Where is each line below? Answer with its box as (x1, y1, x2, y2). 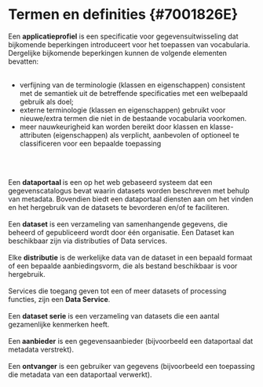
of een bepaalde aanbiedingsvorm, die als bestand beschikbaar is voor (8, 261, 238, 271)
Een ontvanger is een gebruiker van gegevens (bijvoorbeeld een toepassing (8, 361, 255, 370)
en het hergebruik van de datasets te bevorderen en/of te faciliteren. (8, 202, 230, 212)
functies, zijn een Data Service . (8, 294, 111, 304)
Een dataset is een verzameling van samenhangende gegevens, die (8, 219, 228, 229)
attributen (19, 130, 52, 139)
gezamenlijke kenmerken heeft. (8, 319, 110, 329)
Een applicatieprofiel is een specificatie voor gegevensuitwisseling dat (8, 31, 239, 41)
